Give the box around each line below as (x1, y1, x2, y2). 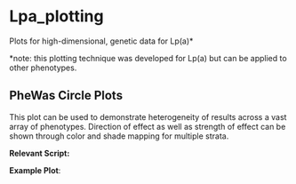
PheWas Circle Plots (9, 88, 123, 103)
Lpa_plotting (9, 6, 104, 27)
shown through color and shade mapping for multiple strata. (9, 131, 229, 141)
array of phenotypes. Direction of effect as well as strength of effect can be (9, 121, 286, 132)
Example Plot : (9, 164, 61, 175)
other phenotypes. (9, 62, 77, 73)
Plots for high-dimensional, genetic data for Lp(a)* (9, 36, 194, 46)
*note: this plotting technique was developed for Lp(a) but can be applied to (9, 52, 287, 63)
